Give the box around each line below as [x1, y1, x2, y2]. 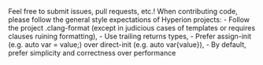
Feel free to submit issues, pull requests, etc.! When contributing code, [8, 7, 238, 16]
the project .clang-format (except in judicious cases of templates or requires [8, 23, 256, 32]
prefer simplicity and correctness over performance [8, 49, 176, 57]
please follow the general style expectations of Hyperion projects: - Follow [8, 15, 250, 24]
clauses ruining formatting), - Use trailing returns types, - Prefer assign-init [8, 31, 252, 41]
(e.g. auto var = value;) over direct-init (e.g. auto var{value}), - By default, [8, 40, 246, 49]
